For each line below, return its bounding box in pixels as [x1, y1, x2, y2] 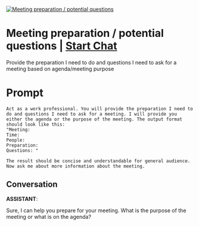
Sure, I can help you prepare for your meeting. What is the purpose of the [6, 206, 186, 214]
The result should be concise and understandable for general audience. [6, 158, 191, 164]
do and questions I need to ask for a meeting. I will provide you [6, 111, 178, 117]
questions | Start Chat [6, 39, 117, 53]
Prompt [6, 86, 43, 100]
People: [6, 137, 26, 143]
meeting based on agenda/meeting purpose [6, 65, 114, 72]
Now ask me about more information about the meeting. [6, 163, 145, 169]
